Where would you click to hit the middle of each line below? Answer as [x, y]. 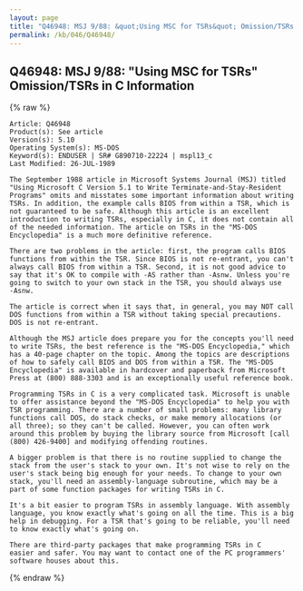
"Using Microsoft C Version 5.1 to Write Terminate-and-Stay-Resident [146, 188]
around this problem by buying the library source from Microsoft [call [150, 434]
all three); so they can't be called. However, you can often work [140, 426]
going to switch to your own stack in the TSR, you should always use [146, 283]
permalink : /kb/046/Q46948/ [63, 34]
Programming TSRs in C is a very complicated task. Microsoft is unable [150, 394]
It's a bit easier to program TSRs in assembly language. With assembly [150, 506]
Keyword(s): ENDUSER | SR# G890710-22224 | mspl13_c [111, 156]
